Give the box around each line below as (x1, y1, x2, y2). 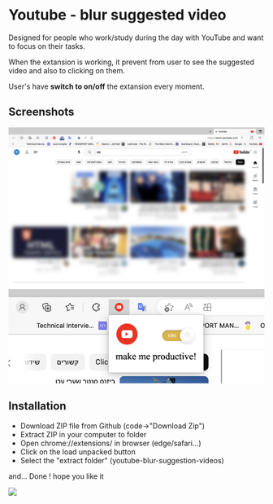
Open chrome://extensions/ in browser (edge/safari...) (19, 438, 201, 448)
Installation (8, 399, 67, 413)
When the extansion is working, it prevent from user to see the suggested (8, 57, 254, 67)
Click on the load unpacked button (19, 446, 136, 457)
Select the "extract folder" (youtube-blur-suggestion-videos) (19, 455, 225, 465)
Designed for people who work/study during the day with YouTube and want (8, 33, 264, 42)
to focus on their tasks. (8, 41, 85, 50)
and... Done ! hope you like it (8, 471, 104, 481)
